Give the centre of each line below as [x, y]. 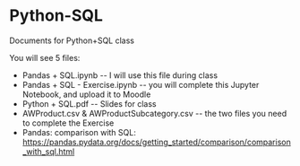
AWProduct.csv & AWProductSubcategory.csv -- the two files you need [154, 113]
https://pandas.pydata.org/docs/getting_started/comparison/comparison [156, 142]
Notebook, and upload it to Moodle [86, 94]
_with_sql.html [48, 151]
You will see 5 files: [45, 57]
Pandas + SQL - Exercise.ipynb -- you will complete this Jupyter [141, 84]
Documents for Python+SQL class [72, 40]
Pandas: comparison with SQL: [79, 132]
